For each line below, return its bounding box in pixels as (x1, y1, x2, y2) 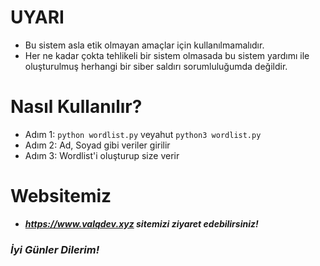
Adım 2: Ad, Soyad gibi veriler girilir (24, 139, 171, 151)
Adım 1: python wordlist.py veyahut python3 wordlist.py (24, 128, 262, 140)
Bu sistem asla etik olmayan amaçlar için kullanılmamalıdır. (24, 39, 265, 51)
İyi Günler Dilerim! (10, 242, 100, 256)
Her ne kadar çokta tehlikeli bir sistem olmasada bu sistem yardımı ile (24, 49, 310, 61)
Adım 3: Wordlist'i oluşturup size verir (24, 149, 180, 161)
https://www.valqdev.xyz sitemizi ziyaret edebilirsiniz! (24, 217, 259, 230)
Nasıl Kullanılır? (10, 96, 143, 118)
